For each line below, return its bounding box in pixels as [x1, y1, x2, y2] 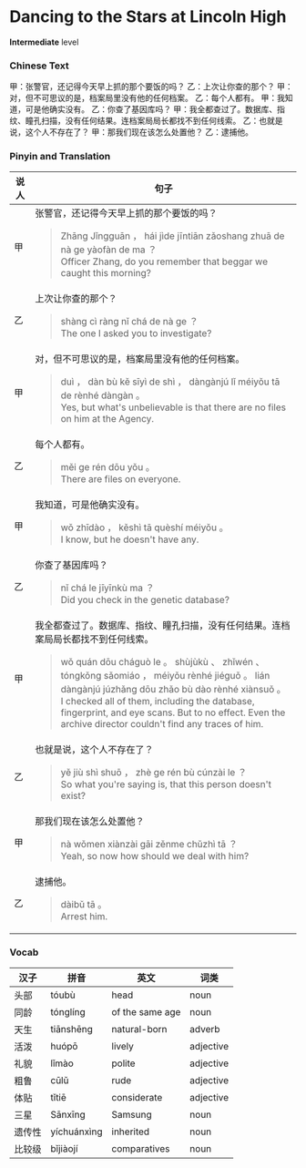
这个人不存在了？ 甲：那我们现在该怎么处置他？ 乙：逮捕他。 [25, 127, 253, 138]
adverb [189, 1022, 220, 1035]
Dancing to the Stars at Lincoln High [9, 6, 287, 27]
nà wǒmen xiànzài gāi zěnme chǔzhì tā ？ [60, 837, 239, 850]
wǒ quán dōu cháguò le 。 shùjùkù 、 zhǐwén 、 [60, 655, 265, 668]
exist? [60, 789, 87, 802]
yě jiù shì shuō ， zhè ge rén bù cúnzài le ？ [60, 765, 248, 778]
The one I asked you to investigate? [60, 326, 212, 339]
